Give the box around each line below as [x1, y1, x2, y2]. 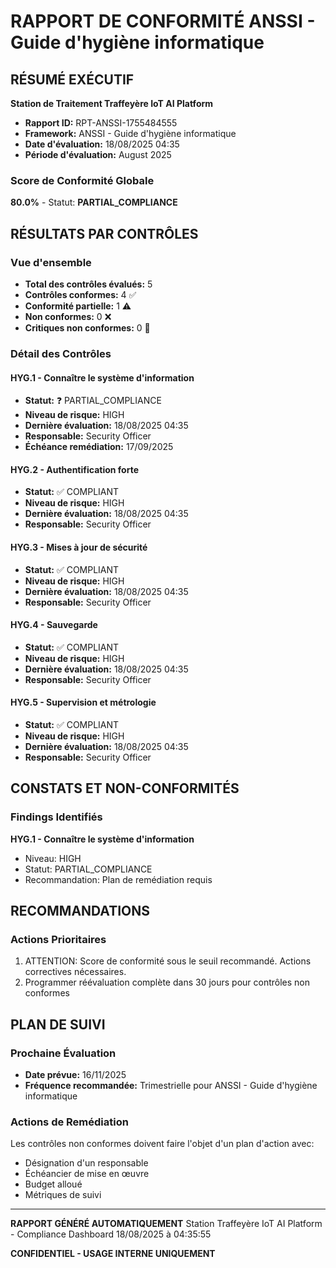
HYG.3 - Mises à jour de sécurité [10, 541, 148, 553]
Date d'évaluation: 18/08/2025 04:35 [24, 138, 180, 150]
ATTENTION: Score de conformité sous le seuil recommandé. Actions [24, 955, 312, 967]
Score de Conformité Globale [10, 173, 155, 187]
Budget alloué [24, 1178, 83, 1190]
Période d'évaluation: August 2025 [24, 149, 172, 160]
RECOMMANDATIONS [10, 903, 151, 919]
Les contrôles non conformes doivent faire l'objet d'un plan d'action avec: [10, 1138, 315, 1150]
